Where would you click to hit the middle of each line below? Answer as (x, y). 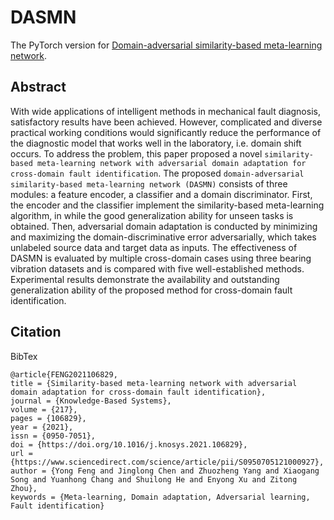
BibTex (24, 356)
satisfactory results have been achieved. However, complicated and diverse (166, 122)
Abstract (38, 87)
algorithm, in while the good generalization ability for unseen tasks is (152, 215)
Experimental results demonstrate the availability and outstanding (145, 279)
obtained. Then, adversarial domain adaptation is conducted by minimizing (164, 226)
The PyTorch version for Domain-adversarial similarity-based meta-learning (166, 45)
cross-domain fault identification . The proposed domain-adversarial (157, 173)
